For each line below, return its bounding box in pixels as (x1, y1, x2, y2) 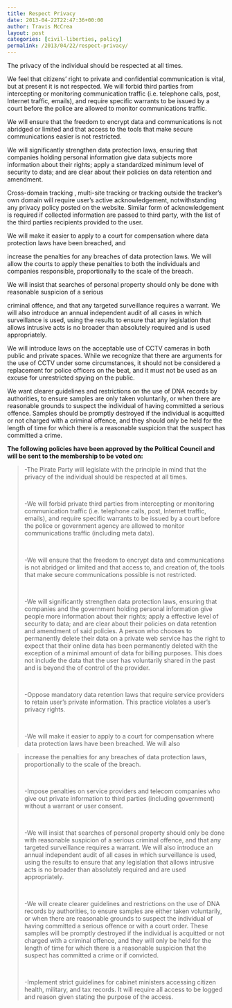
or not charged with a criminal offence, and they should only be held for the (7, 416, 223, 425)
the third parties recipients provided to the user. (7, 218, 143, 226)
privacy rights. (24, 705, 66, 714)
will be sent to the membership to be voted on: (7, 452, 143, 460)
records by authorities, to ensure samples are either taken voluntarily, (24, 907, 223, 915)
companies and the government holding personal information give (24, 605, 213, 613)
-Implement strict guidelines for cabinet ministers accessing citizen (24, 978, 216, 986)
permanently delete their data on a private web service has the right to (24, 635, 226, 642)
